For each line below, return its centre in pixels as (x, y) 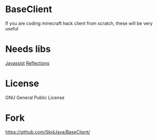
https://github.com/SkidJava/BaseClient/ (48, 132)
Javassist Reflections (27, 63)
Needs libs (28, 49)
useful (12, 28)
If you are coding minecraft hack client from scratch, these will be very (79, 23)
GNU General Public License (35, 98)
